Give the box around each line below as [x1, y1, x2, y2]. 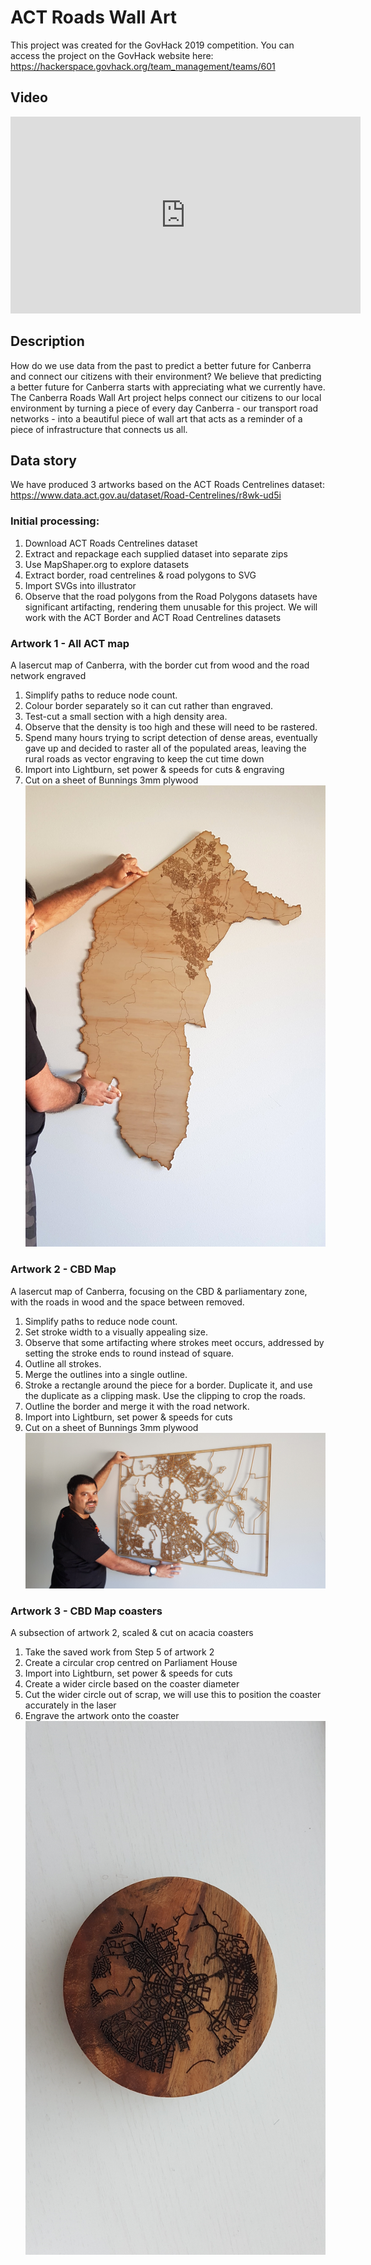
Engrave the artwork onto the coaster [24, 1710, 180, 1722]
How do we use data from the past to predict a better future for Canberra [10, 359, 312, 371]
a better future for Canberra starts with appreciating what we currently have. [10, 381, 326, 393]
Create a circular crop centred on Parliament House [24, 1657, 238, 1669]
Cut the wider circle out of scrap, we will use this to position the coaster [24, 1689, 322, 1701]
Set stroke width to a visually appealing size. [24, 1326, 209, 1338]
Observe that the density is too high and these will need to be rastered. [24, 721, 318, 733]
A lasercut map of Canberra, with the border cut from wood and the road [10, 659, 310, 671]
